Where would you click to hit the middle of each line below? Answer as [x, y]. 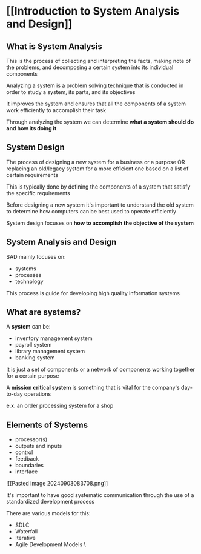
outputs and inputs [38, 446]
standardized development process [51, 502]
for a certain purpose [33, 376]
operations [38, 394]
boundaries [29, 466]
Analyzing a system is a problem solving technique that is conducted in [95, 85]
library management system [50, 351]
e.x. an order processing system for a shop [60, 406]
